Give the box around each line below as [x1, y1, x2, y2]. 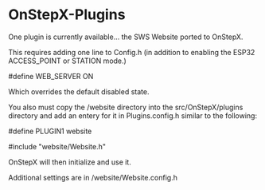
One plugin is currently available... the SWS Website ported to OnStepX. [8, 32, 244, 42]
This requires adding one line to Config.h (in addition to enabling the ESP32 [8, 47, 255, 57]
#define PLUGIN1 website [8, 126, 92, 136]
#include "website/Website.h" [8, 141, 106, 151]
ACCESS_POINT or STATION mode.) [8, 56, 127, 65]
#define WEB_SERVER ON [8, 71, 94, 81]
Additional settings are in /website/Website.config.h [8, 172, 177, 182]
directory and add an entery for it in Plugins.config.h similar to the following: [8, 110, 257, 121]
